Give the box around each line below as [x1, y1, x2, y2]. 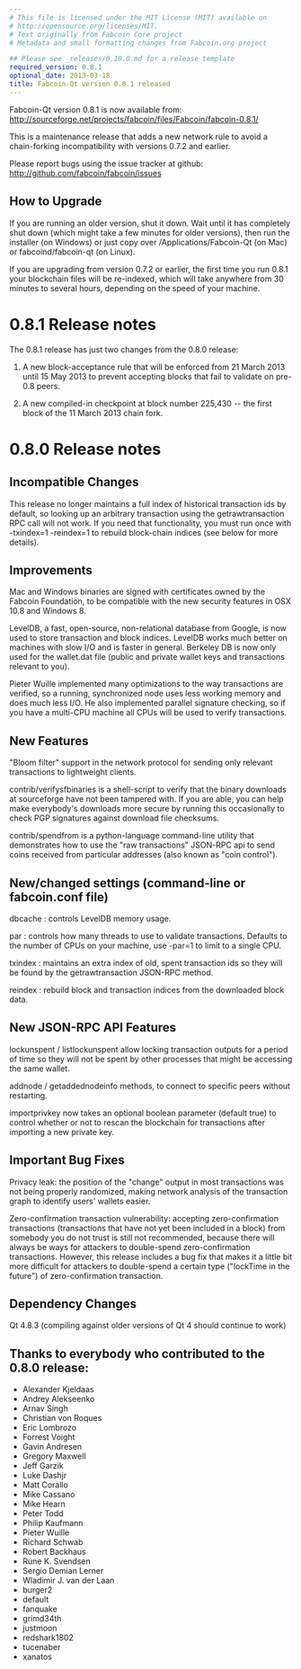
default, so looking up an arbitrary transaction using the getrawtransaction [9, 508, 285, 519]
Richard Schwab [22, 1537, 84, 1548]
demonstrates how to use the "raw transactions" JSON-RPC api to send [9, 839, 276, 850]
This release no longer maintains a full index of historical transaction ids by [9, 498, 287, 509]
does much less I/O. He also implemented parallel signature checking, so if [9, 697, 286, 708]
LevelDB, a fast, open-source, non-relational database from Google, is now [9, 623, 288, 634]
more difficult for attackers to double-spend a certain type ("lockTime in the [9, 1260, 290, 1272]
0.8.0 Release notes [9, 439, 162, 459]
